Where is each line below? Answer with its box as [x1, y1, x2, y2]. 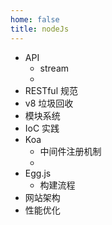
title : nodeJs [10, 24, 70, 34]
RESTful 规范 [24, 84, 78, 96]
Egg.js [24, 167, 52, 179]
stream [39, 62, 70, 74]
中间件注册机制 [39, 145, 102, 157]
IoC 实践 [24, 122, 60, 134]
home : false [10, 14, 60, 25]
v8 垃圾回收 [24, 97, 74, 109]
